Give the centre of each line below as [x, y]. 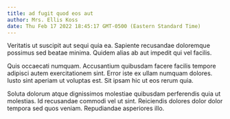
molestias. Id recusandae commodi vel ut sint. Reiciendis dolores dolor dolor [115, 101]
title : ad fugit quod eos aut [50, 13]
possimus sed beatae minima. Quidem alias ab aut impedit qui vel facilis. [110, 53]
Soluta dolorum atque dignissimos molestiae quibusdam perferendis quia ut [114, 94]
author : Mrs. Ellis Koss [43, 20]
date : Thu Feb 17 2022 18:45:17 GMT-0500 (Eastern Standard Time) [104, 26]
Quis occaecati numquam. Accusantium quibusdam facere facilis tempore [112, 66]
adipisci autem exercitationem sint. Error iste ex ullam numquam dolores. [110, 73]
